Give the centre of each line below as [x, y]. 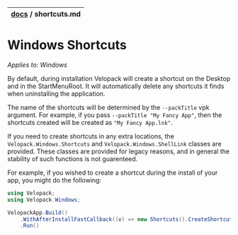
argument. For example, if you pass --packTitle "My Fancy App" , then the [115, 115]
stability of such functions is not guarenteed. [73, 158]
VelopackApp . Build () [38, 212]
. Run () [30, 226]
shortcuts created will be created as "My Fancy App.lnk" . [90, 122]
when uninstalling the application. [56, 93]
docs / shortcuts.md [46, 14]
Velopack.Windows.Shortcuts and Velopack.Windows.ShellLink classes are [114, 143]
